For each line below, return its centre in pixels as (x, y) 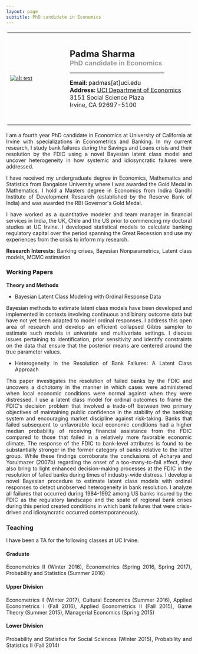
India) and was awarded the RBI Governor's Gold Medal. (74, 203)
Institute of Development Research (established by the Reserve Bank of (99, 196)
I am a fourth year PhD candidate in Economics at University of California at (99, 135)
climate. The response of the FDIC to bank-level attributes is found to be (99, 443)
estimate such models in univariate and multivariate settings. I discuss (99, 333)
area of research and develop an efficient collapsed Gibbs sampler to (99, 326)
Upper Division (25, 586)
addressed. (20, 166)
